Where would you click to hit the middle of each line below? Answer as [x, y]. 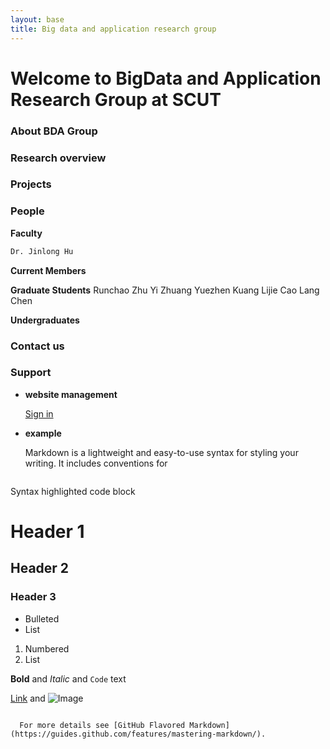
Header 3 [33, 597]
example [43, 433]
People [27, 211]
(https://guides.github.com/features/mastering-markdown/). [138, 734]
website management [71, 394]
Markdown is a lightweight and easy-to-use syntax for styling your [161, 452]
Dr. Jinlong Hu [42, 251]
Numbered [47, 648]
